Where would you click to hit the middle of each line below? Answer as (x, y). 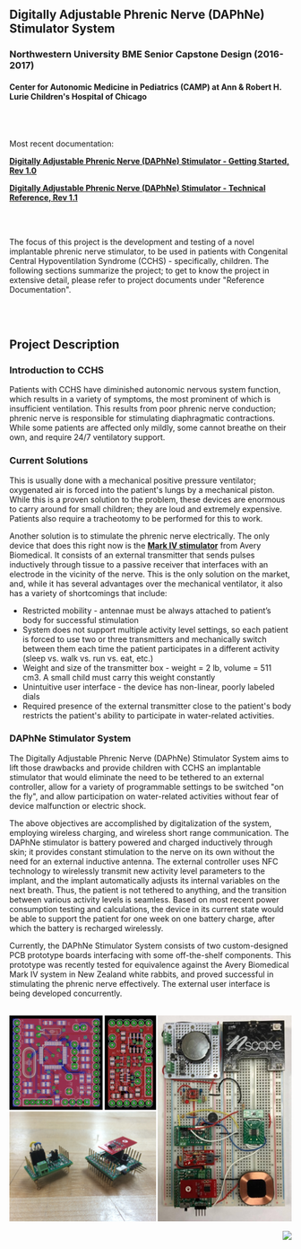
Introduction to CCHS (57, 370)
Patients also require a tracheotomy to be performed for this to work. (136, 518)
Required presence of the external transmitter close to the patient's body (157, 706)
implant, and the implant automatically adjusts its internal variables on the (145, 880)
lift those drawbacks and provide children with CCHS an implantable (135, 768)
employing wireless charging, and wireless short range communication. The (149, 832)
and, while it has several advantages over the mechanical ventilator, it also (146, 584)
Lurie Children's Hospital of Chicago (78, 96)
